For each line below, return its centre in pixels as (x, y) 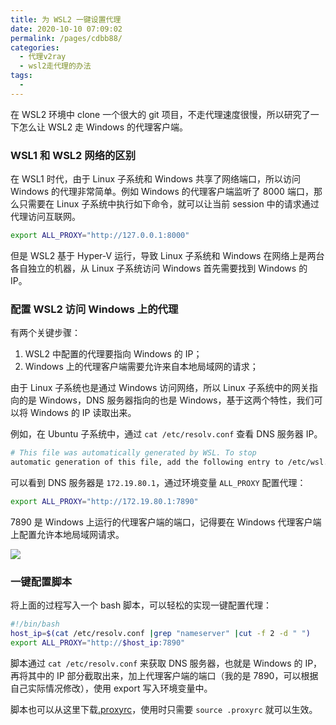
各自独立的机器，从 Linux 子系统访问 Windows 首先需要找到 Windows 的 (159, 268)
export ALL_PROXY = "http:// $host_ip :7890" (98, 642)
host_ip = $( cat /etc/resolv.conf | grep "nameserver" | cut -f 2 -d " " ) (160, 634)
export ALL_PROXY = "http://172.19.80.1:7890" (104, 501)
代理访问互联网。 (45, 217)
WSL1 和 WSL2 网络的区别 (73, 155)
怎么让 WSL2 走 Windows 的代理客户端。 (103, 127)
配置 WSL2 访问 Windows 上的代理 (94, 309)
